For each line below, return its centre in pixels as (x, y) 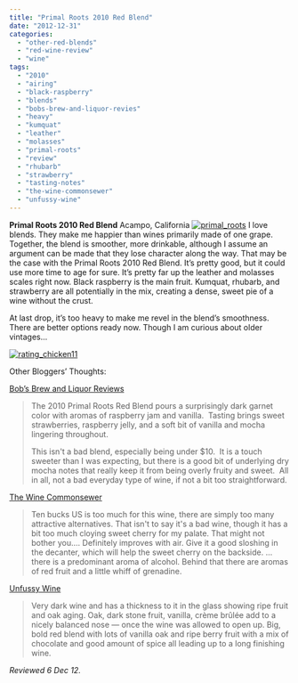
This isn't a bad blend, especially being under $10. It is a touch (146, 451)
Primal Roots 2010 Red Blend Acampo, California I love (139, 224)
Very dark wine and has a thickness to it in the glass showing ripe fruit (160, 606)
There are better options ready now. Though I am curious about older (136, 327)
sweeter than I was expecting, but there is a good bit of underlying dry (160, 460)
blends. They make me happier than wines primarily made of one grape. (141, 234)
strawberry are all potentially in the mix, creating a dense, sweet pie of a (141, 291)
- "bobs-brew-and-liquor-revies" (79, 109)
